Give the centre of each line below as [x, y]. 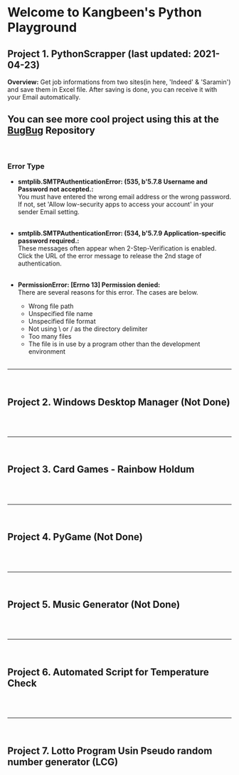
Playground [42, 27]
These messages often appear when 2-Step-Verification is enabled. [117, 248]
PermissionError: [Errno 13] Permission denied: [89, 285]
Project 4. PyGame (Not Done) [75, 537]
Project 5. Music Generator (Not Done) [94, 605]
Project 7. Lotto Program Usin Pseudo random [110, 750]
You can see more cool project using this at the [113, 119]
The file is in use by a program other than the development [114, 344]
